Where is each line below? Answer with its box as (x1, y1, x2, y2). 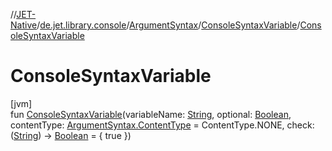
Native (10, 19, 38, 31)
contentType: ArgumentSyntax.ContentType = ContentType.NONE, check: (10, 119, 315, 131)
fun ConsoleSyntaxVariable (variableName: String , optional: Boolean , (10, 108, 292, 120)
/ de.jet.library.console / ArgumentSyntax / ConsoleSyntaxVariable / (36, 19, 301, 31)
